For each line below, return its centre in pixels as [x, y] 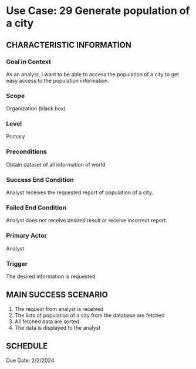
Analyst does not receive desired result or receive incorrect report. [87, 221]
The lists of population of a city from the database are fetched [89, 315]
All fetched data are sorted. [48, 321]
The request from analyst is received [59, 309]
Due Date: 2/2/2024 [30, 360]
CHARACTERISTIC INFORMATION [69, 45]
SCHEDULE [27, 346]
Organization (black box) [36, 109]
